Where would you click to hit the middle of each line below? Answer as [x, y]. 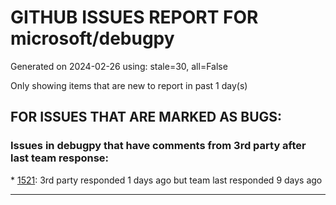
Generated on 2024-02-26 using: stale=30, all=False [119, 66]
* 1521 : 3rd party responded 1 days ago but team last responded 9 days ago [166, 180]
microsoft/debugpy [92, 38]
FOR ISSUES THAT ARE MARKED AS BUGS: [146, 117]
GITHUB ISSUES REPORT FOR [134, 17]
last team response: [60, 158]
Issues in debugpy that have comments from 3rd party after [158, 146]
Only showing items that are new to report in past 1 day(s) [129, 85]
